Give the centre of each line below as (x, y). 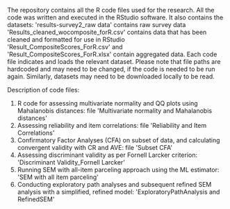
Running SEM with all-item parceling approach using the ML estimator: (118, 170)
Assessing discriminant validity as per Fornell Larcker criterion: (107, 155)
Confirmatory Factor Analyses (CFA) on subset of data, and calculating (118, 140)
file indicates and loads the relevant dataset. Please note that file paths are (114, 61)
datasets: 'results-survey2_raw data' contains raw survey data (97, 25)
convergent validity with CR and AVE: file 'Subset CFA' (95, 148)
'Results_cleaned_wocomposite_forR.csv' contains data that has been (107, 32)
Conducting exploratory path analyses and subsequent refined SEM (114, 184)
